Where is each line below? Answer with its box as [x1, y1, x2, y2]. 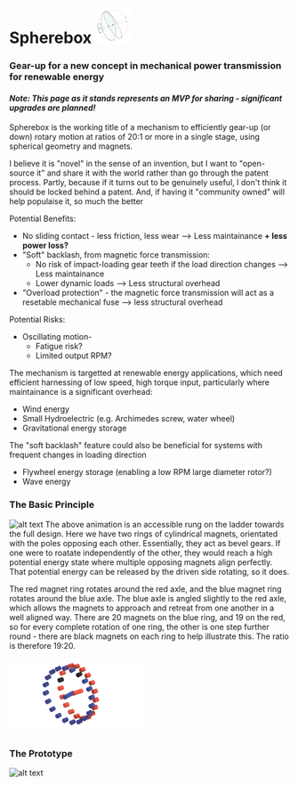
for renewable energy [9, 70, 105, 83]
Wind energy [21, 404, 69, 414]
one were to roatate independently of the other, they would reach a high [9, 547, 273, 558]
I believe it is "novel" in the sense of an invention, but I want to [9, 159, 238, 169]
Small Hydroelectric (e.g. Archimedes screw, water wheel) [21, 413, 236, 424]
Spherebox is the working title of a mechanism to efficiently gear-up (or [9, 122, 271, 133]
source [9, 168, 36, 178]
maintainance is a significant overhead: [9, 387, 153, 397]
